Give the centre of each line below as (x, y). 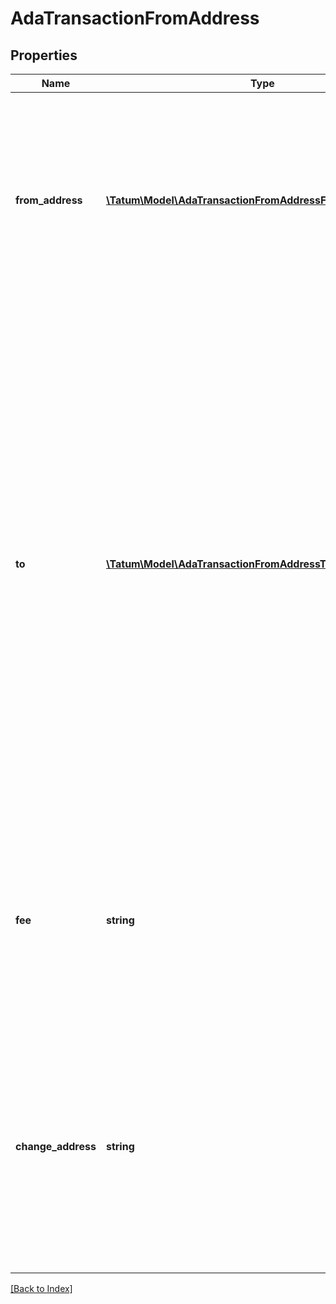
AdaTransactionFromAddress (135, 18)
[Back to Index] (41, 1288)
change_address (56, 1146)
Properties (44, 55)
